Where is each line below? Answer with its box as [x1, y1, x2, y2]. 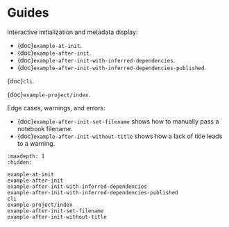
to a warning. [17, 139, 56, 147]
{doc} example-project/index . [7, 90, 90, 99]
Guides [7, 5, 50, 21]
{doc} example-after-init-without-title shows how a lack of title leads [17, 132, 223, 140]
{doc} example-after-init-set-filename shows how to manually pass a [17, 117, 219, 126]
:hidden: [7, 158, 33, 166]
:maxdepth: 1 [7, 153, 45, 160]
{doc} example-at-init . [17, 41, 82, 49]
